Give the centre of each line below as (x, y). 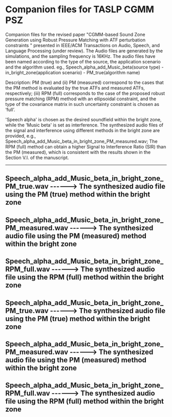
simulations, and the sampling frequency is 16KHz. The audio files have (80, 56)
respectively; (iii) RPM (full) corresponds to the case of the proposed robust (85, 93)
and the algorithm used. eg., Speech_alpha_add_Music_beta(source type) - (84, 67)
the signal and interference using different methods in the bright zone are (83, 130)
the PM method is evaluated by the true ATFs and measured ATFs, (75, 87)
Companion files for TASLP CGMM (80, 9)
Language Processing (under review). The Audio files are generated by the (84, 51)
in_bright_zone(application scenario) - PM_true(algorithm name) (73, 72)
